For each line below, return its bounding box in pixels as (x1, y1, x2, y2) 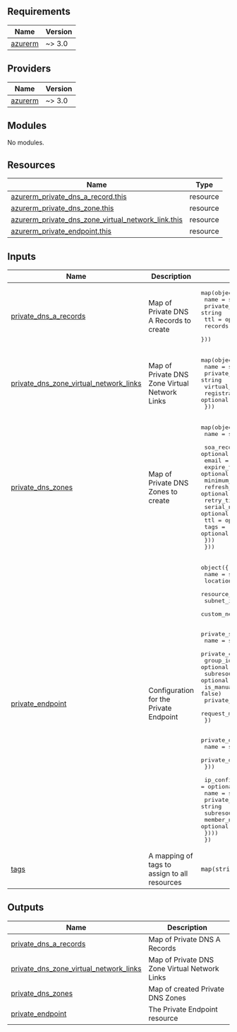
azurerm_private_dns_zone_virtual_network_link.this (11, 215, 183, 225)
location (204, 577, 233, 585)
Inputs (7, 251, 37, 263)
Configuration (147, 686, 194, 696)
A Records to (147, 316, 192, 326)
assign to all (147, 868, 188, 878)
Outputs (7, 902, 44, 914)
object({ (200, 564, 229, 572)
